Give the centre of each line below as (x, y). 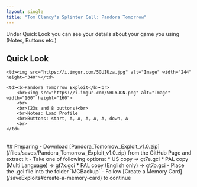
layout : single (25, 12)
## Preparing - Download (37, 147)
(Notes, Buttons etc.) (32, 40)
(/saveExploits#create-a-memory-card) (54, 178)
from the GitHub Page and (159, 153)
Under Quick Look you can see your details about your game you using (93, 34)
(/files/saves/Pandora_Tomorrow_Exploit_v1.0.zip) (66, 153)
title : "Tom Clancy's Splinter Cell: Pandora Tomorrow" (76, 17)
